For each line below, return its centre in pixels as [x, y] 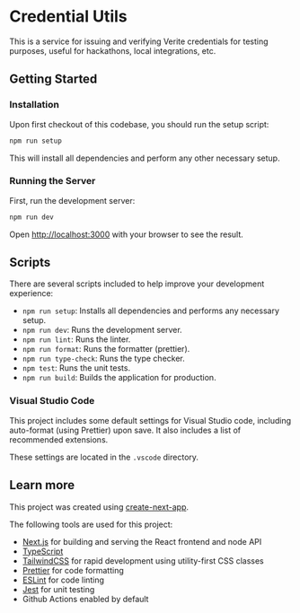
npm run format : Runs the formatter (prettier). [106, 349]
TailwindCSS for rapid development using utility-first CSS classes [143, 560]
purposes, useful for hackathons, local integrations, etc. [113, 50]
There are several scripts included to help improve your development [137, 284]
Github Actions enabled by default [85, 599]
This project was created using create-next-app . [99, 507]
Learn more [42, 485]
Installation [35, 105]
